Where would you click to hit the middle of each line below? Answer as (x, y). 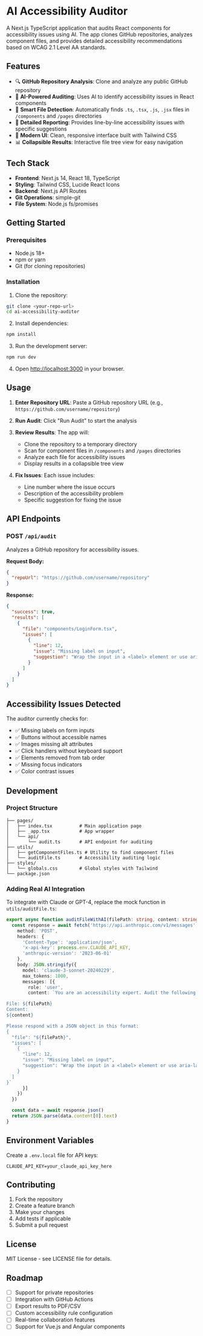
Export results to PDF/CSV (48, 1306)
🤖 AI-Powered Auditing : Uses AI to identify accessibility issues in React (105, 96)
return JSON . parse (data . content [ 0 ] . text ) (65, 1116)
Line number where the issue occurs (69, 487)
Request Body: (25, 561)
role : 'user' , (46, 987)
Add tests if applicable (43, 1219)
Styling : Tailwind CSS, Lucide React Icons (67, 184)
